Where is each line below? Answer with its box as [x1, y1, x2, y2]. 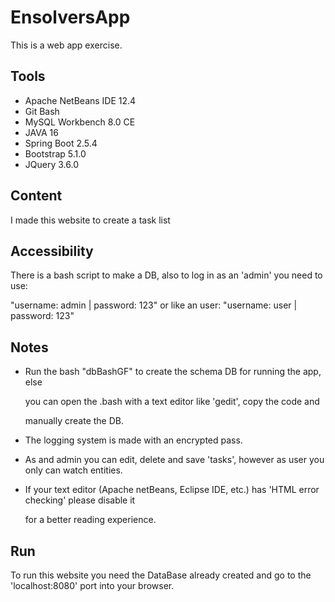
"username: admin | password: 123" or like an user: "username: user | [10, 299, 298, 311]
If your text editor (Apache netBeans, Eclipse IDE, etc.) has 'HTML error [24, 484, 320, 496]
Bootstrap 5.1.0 [24, 147, 87, 160]
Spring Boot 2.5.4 [24, 137, 98, 149]
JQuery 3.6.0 [24, 158, 79, 170]
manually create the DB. [24, 415, 124, 427]
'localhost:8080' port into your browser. [10, 580, 175, 591]
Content [10, 187, 63, 205]
